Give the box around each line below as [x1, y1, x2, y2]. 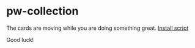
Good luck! [6, 36, 34, 43]
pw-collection [6, 4, 79, 18]
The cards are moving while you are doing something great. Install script [6, 24, 189, 32]
